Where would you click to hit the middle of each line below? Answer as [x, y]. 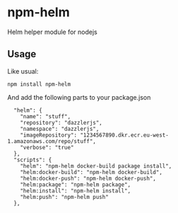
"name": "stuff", [46, 116]
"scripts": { [33, 160]
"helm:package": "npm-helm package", [76, 185]
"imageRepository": [49, 135]
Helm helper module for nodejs [52, 32]
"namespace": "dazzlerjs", [60, 129]
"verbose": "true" [47, 147]
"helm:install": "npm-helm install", [76, 191]
